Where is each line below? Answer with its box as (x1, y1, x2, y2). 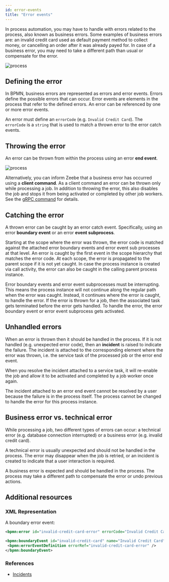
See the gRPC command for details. (5, 196, 79, 202)
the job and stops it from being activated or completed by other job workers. (5, 191, 163, 197)
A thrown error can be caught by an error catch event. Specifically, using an (5, 224, 162, 230)
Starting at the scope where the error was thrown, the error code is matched (5, 239, 163, 245)
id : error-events (5, 7, 42, 13)
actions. (5, 478, 22, 485)
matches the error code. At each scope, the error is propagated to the (5, 255, 150, 261)
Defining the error (5, 77, 62, 86)
